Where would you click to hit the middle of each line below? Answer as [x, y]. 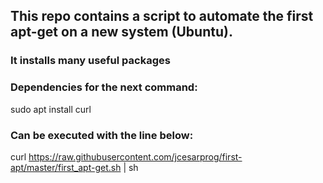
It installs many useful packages [90, 61]
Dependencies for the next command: [104, 87]
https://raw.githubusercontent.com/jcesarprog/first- [135, 156]
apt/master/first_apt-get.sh [66, 167]
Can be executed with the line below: [102, 135]
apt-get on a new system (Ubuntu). [121, 32]
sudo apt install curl [51, 109]
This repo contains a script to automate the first [162, 16]
